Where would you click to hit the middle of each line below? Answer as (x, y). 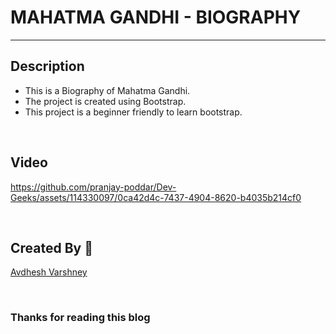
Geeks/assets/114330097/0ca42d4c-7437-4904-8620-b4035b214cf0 (156, 197)
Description (47, 66)
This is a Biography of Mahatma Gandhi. (107, 90)
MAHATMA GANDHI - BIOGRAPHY (156, 17)
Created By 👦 (51, 247)
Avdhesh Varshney (49, 272)
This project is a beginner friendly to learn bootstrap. (133, 112)
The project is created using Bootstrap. (105, 101)
